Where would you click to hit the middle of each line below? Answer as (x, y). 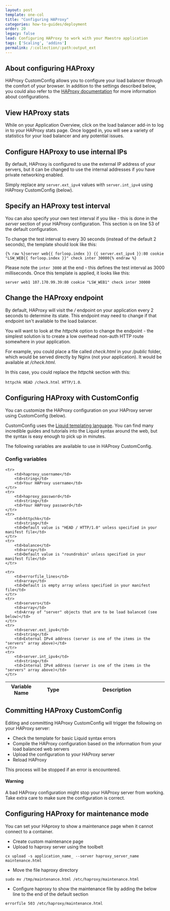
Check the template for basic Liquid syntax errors (64, 738)
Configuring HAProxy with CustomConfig (72, 398)
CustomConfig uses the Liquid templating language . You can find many (79, 426)
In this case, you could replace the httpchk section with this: (68, 372)
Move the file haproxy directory (45, 870)
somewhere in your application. (38, 342)
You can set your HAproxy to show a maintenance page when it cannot (79, 826)
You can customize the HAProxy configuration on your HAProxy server (79, 410)
